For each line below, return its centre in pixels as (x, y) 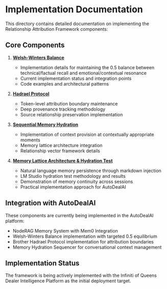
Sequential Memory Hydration (45, 125)
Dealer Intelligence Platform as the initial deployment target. (68, 281)
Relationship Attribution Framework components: (57, 29)
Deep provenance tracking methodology (63, 109)
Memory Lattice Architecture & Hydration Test (63, 160)
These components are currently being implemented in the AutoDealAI (80, 215)
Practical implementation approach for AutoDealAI (73, 187)
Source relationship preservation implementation (71, 114)
